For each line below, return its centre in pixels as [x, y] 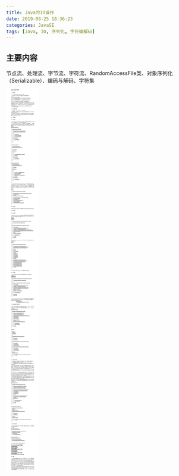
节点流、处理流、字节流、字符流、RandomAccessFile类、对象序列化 [90, 73]
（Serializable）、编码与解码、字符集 [51, 81]
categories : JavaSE [30, 25]
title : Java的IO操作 [30, 12]
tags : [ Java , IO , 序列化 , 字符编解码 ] [51, 32]
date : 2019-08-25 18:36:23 [40, 19]
